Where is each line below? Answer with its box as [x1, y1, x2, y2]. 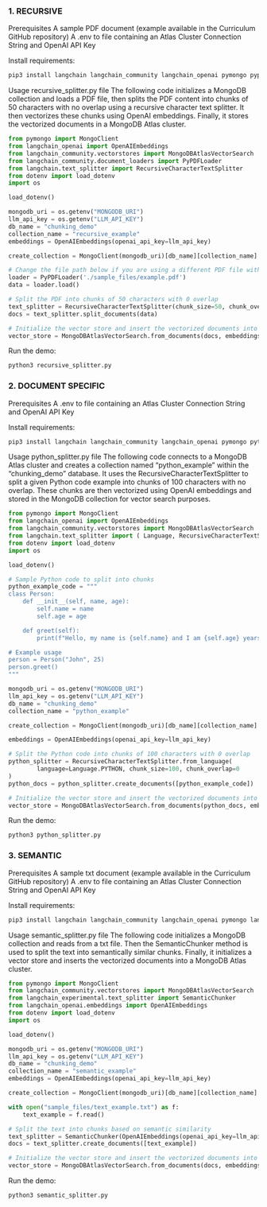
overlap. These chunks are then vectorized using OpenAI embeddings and [8, 486, 252, 495]
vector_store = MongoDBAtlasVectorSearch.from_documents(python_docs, [8, 801, 247, 809]
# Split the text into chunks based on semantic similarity [8, 1125, 212, 1133]
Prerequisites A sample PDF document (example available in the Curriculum [8, 24, 256, 33]
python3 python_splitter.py [8, 831, 102, 840]
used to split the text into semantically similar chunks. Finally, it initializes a [8, 947, 253, 957]
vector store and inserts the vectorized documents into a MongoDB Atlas [8, 956, 246, 965]
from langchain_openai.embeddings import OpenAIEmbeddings [8, 1002, 208, 1010]
